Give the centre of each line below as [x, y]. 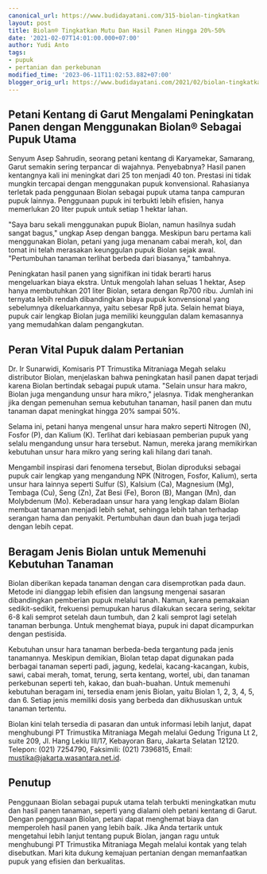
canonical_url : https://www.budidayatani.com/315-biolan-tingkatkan [124, 16]
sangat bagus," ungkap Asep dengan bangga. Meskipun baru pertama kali [130, 233]
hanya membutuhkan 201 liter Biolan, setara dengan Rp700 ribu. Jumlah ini [131, 291]
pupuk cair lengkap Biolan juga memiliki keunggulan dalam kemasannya [126, 316]
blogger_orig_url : [39, 82]
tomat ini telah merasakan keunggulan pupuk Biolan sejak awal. [112, 250]
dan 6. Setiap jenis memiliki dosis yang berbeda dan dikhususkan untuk [125, 700]
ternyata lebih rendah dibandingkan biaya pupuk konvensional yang [119, 299]
